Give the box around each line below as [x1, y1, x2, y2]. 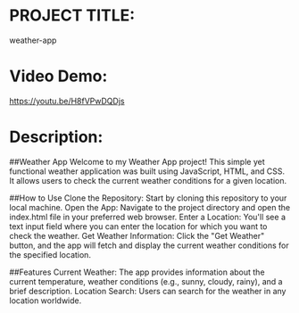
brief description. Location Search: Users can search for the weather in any [9, 285, 287, 296]
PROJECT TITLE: [9, 5, 136, 26]
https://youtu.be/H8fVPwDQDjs [9, 95, 125, 106]
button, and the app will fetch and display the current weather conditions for [9, 240, 289, 251]
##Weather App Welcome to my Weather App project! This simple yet [9, 156, 265, 167]
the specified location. [9, 249, 92, 259]
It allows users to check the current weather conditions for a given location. [9, 175, 287, 185]
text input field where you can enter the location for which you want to [9, 220, 268, 232]
